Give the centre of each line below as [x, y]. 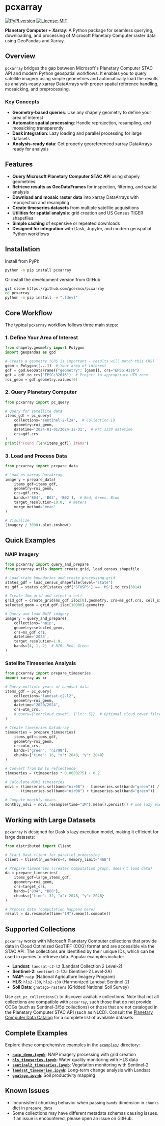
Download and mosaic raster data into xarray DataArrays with [75, 197]
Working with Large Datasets [50, 820]
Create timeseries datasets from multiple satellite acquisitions [75, 208]
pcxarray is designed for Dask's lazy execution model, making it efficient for [82, 832]
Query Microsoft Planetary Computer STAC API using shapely [76, 176]
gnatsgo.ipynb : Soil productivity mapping [54, 1075]
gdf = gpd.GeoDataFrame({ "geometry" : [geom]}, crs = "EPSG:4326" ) [72, 370]
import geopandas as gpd [30, 352]
